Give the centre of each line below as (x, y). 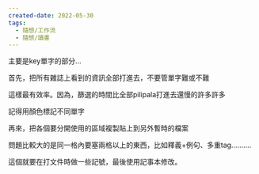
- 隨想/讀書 (32, 38)
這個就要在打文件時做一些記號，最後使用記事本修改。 (95, 162)
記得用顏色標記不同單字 (46, 112)
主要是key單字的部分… (45, 61)
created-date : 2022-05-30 (51, 15)
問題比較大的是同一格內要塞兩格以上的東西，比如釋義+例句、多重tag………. (130, 145)
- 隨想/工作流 (36, 30)
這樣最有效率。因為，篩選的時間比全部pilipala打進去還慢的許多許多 (117, 95)
